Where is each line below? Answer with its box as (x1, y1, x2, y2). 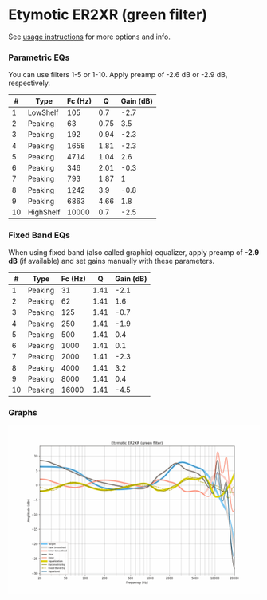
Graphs (8, 407, 37, 418)
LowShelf (27, 108, 59, 117)
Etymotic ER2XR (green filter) (8, 6, 207, 24)
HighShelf (27, 207, 61, 217)
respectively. (8, 78, 50, 88)
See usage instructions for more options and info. (8, 32, 171, 41)
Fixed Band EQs (8, 229, 70, 241)
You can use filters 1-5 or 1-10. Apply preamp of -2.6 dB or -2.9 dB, (8, 70, 228, 80)
